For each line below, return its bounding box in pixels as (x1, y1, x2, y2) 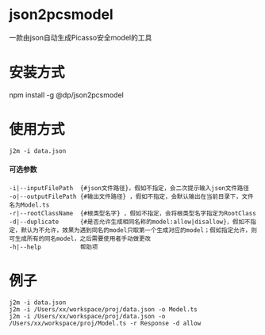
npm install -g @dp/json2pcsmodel (9, 89, 124, 100)
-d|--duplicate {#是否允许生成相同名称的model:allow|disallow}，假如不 (9, 218, 251, 227)
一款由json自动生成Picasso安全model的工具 (9, 32, 152, 42)
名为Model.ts (9, 201, 50, 209)
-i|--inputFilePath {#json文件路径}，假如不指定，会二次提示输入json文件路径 (9, 185, 249, 192)
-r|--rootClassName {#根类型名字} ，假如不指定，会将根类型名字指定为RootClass (9, 210, 256, 218)
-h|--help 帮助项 (9, 243, 98, 251)
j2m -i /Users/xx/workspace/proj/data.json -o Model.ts (9, 305, 198, 314)
